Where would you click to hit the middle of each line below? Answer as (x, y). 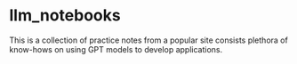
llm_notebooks (65, 16)
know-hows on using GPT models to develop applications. (116, 49)
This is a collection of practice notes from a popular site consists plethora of (149, 40)
